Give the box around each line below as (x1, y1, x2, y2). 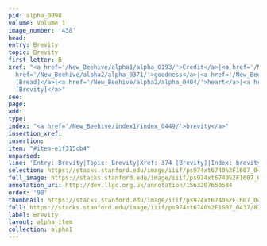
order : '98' (8, 188, 48, 197)
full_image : (8, 174, 48, 183)
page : (8, 100, 26, 108)
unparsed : (8, 152, 41, 160)
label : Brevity (8, 211, 59, 219)
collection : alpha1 (8, 225, 73, 234)
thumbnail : (8, 196, 44, 204)
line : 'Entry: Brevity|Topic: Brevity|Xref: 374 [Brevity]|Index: (8, 160, 233, 167)
